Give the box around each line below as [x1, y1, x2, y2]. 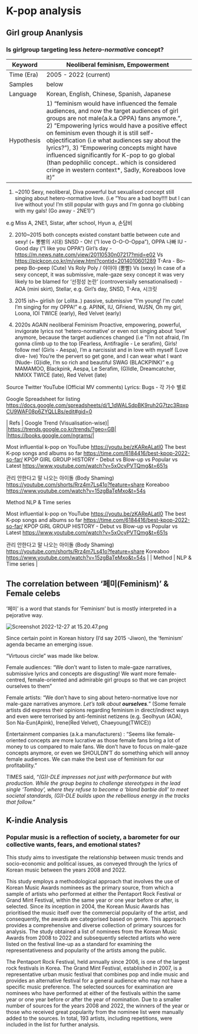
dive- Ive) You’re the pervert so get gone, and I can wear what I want [14, 353, 182, 360]
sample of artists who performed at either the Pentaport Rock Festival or [6, 891, 182, 898]
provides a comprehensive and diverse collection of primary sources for [6, 922, 181, 929]
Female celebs [6, 589, 61, 599]
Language [9, 90, 37, 98]
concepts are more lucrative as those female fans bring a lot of [27, 736, 180, 743]
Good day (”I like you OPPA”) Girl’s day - [14, 244, 113, 252]
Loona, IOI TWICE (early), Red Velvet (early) [14, 309, 122, 317]
